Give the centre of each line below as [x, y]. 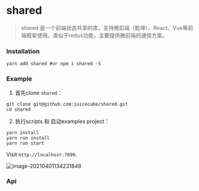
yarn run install [28, 138]
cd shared [19, 109]
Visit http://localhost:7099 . [42, 154]
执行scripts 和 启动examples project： [62, 121]
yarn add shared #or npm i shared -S [54, 64]
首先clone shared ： [39, 92]
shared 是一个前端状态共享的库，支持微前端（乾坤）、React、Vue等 [104, 28]
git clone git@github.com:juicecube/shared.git [67, 104]
